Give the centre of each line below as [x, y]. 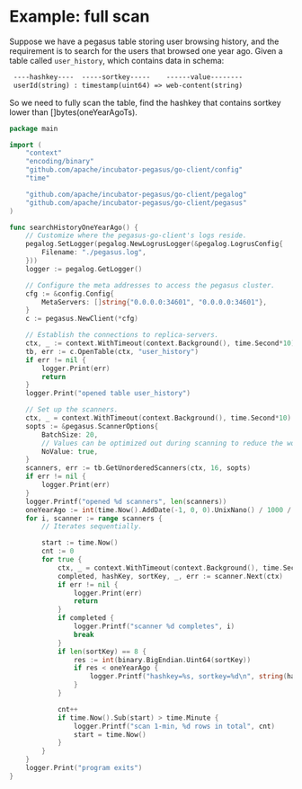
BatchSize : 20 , [70, 434]
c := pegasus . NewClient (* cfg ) [82, 319]
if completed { [86, 618]
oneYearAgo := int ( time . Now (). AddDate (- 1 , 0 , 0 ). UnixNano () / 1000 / [159, 510]
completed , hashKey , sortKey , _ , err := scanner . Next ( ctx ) [170, 576]
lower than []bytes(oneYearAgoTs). [73, 112]
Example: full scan [80, 17]
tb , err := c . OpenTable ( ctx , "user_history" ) [112, 351]
